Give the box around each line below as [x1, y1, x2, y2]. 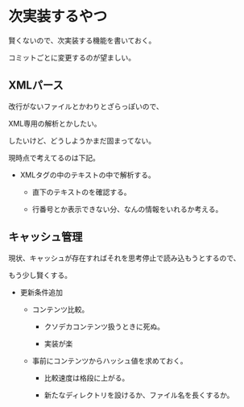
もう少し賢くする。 [8, 270, 72, 280]
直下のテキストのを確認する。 [31, 187, 131, 197]
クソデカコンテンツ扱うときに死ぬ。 [43, 322, 165, 331]
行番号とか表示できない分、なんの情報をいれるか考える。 [31, 204, 223, 214]
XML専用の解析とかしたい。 [8, 118, 102, 128]
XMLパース [8, 78, 64, 93]
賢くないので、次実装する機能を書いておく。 [8, 35, 156, 45]
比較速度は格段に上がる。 [43, 372, 130, 383]
